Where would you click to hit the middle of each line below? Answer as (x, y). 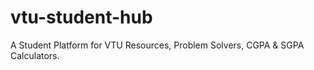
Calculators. (35, 55)
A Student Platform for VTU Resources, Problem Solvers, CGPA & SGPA (157, 45)
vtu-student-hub (81, 17)
